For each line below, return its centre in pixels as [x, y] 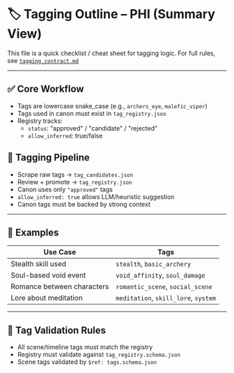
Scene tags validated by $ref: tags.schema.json [87, 362]
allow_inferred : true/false [65, 136]
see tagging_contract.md [43, 60]
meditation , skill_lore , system [166, 298]
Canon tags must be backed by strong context [84, 204]
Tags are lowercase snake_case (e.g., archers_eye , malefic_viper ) [112, 105]
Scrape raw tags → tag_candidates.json [75, 174]
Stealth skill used [39, 264]
